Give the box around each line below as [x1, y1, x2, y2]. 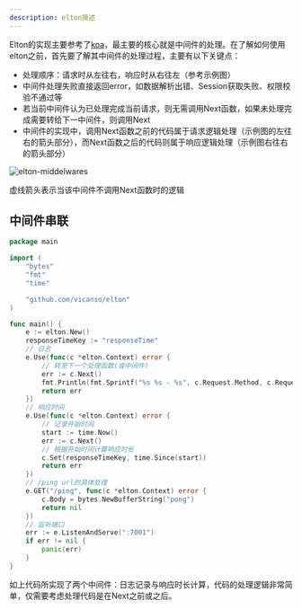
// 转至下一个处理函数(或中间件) [41, 361, 149, 370]
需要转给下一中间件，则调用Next [30, 114, 151, 125]
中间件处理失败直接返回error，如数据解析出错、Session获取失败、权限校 [22, 80, 291, 91]
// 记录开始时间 [41, 419, 94, 429]
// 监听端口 [25, 520, 65, 529]
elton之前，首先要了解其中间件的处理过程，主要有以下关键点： [9, 50, 241, 61]
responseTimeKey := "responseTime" [25, 336, 159, 346]
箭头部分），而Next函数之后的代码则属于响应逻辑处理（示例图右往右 [38, 137, 289, 147]
